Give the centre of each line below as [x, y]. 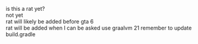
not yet [15, 15]
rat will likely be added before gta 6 [50, 21]
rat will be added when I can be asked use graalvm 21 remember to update [99, 28]
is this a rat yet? [25, 9]
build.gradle [21, 34]
